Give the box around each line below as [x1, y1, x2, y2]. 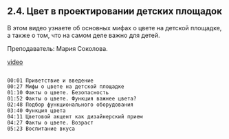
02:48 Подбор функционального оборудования [7, 101, 134, 108]
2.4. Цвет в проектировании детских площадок [7, 6, 222, 17]
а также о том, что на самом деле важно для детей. [7, 31, 160, 39]
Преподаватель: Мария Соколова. [7, 44, 108, 52]
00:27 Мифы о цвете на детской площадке [7, 83, 125, 90]
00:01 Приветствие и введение [7, 77, 94, 84]
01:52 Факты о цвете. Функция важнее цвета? [7, 95, 137, 102]
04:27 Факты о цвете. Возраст [7, 119, 94, 126]
